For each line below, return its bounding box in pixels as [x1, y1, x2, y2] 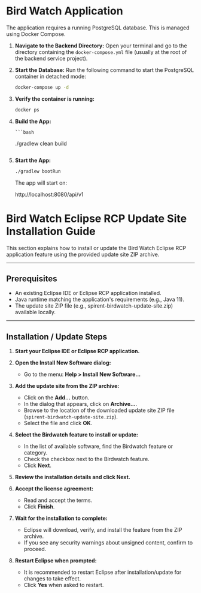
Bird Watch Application [6, 4, 124, 18]
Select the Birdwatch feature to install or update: [14, 431, 139, 438]
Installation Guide [6, 224, 96, 238]
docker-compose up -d [14, 84, 69, 91]
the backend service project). [14, 55, 88, 62]
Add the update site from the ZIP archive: [14, 383, 120, 390]
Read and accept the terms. [23, 496, 93, 504]
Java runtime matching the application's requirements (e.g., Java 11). [14, 296, 184, 303]
